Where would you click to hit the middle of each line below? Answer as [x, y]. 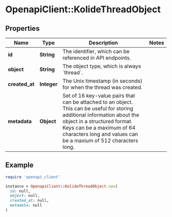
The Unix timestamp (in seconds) [102, 81]
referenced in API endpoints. [97, 58]
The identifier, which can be [96, 51]
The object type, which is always [102, 66]
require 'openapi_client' [33, 177]
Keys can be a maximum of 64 [99, 128]
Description [103, 43]
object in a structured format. [97, 121]
